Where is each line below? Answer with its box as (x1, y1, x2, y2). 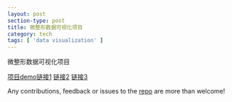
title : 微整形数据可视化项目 (7, 24, 83, 31)
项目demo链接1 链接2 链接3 (7, 73, 88, 81)
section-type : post (7, 17, 65, 24)
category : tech (7, 30, 53, 38)
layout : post (7, 10, 46, 18)
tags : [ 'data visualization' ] (7, 37, 103, 44)
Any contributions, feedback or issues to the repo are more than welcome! (7, 87, 226, 96)
